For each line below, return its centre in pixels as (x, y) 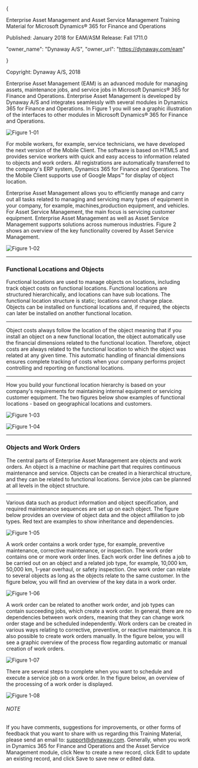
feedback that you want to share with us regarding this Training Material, (94, 733)
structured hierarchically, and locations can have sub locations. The (88, 295)
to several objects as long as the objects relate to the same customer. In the (98, 576)
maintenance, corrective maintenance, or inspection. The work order (90, 550)
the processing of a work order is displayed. (60, 684)
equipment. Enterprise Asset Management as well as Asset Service (88, 218)
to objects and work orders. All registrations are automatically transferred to (98, 163)
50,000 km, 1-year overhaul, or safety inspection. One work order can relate (98, 569)
